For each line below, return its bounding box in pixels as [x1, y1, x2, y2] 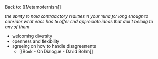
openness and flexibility [12, 38, 59, 44]
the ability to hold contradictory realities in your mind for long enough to [5, 14, 149, 19]
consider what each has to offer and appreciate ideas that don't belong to [5, 19, 153, 24]
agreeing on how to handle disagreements [12, 44, 97, 49]
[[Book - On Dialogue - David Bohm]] [19, 48, 93, 54]
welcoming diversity [12, 33, 52, 39]
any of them [5, 24, 29, 29]
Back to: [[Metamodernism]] [5, 4, 61, 10]
